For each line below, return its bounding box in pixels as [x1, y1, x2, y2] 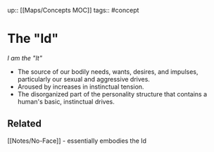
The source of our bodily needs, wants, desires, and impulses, [17, 67, 199, 76]
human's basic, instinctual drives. [17, 97, 115, 106]
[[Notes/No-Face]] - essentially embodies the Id [7, 137, 146, 145]
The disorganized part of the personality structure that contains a [17, 89, 208, 98]
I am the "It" [7, 53, 42, 62]
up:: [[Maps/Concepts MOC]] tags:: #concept [7, 6, 139, 14]
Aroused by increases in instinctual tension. [17, 82, 144, 91]
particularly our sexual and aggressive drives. [17, 75, 150, 83]
